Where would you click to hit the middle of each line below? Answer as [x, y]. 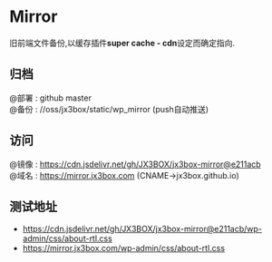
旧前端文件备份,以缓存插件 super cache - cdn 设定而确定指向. [122, 43]
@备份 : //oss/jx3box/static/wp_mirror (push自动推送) [109, 109]
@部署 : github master [51, 98]
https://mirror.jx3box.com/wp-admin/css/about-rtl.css [123, 248]
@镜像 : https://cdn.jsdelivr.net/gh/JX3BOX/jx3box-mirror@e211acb [135, 164]
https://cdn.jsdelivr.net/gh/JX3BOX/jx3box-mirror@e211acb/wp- [142, 229]
